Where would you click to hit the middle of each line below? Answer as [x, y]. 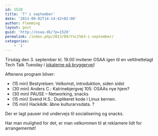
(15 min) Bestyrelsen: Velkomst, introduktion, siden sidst [68, 84]
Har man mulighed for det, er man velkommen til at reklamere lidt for [73, 123]
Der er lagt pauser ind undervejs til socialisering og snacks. [64, 113]
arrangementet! [21, 128]
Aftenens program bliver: [30, 74]
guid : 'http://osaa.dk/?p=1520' [38, 32]
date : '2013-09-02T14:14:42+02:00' [41, 18]
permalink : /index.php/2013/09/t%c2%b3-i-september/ [60, 37]
